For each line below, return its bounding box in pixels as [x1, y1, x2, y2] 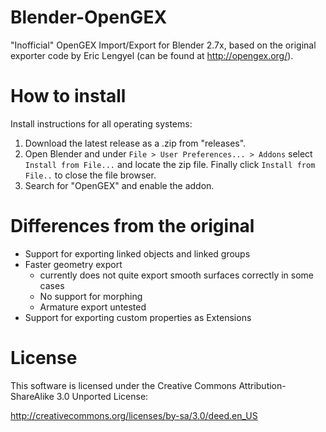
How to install [10, 85, 127, 108]
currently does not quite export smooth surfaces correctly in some [39, 269, 315, 281]
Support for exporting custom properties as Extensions [24, 311, 252, 323]
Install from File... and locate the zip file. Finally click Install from [24, 158, 316, 170]
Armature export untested [39, 301, 147, 313]
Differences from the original [10, 215, 255, 238]
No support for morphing [39, 290, 143, 302]
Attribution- [238, 379, 287, 391]
